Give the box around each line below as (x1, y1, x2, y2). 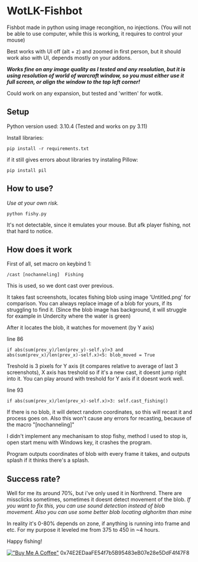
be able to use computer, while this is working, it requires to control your (7, 30, 183, 37)
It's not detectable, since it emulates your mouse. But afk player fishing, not (7, 221, 191, 228)
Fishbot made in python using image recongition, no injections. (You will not (7, 24, 191, 31)
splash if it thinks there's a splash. (7, 456, 90, 464)
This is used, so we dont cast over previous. (7, 282, 114, 289)
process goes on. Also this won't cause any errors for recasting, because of (7, 415, 191, 422)
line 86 (7, 336, 24, 343)
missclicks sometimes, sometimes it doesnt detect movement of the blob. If (7, 496, 191, 503)
